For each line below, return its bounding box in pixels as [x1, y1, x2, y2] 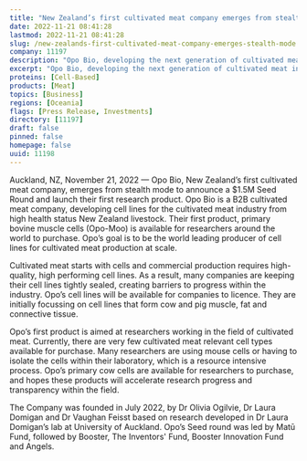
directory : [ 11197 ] [9, 115, 84, 124]
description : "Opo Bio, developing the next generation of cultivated [9, 56, 284, 65]
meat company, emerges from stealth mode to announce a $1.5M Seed [9, 183, 277, 194]
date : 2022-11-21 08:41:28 [9, 22, 112, 31]
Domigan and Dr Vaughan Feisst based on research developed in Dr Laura [9, 412, 289, 423]
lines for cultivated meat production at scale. [9, 242, 178, 253]
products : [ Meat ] [9, 81, 76, 90]
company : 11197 [9, 47, 68, 57]
